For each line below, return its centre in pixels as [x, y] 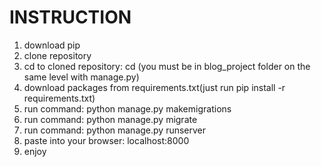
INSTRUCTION [70, 17]
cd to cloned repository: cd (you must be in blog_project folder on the [167, 66]
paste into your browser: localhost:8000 [106, 140]
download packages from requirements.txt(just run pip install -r [154, 87]
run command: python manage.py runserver [115, 130]
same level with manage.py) [81, 77]
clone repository [57, 55]
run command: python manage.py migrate [110, 119]
